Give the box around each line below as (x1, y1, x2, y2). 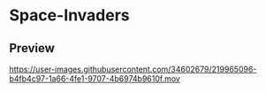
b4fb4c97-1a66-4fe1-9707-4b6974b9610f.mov (9, 73, 181, 84)
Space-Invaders (9, 5, 130, 26)
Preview (9, 41, 56, 56)
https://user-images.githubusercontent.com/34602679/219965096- (9, 64, 257, 74)
